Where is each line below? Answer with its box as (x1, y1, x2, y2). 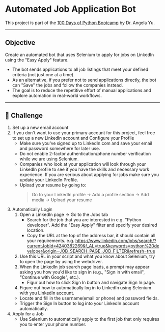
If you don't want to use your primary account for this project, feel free (12, 129, 156, 136)
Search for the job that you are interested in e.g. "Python (27, 216, 141, 222)
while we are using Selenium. (19, 156, 79, 162)
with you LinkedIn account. (19, 290, 75, 296)
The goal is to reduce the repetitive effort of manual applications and (12, 87, 151, 93)
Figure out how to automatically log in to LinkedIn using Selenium (19, 284, 151, 291)
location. (27, 227, 45, 233)
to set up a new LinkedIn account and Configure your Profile (12, 135, 134, 141)
